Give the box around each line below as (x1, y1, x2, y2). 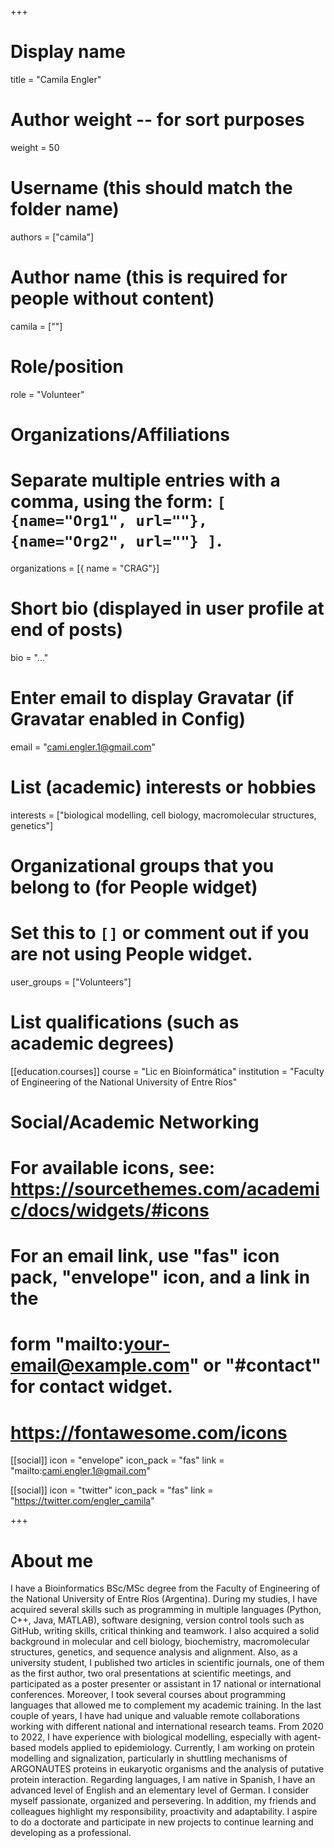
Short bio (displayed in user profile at (10, 597, 325, 620)
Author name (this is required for (10, 266, 288, 288)
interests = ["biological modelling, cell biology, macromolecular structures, (10, 809, 317, 821)
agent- (293, 1731, 322, 1743)
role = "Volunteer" (10, 388, 85, 400)
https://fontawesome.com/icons (10, 1421, 288, 1444)
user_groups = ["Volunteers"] (10, 976, 132, 988)
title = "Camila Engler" (10, 73, 102, 85)
